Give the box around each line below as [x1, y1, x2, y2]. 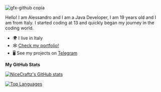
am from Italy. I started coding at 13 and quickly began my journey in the [5, 20, 154, 25]
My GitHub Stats [5, 61, 41, 67]
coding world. [5, 25, 34, 31]
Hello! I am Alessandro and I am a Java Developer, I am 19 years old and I [5, 14, 156, 20]
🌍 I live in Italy [12, 35, 43, 41]
